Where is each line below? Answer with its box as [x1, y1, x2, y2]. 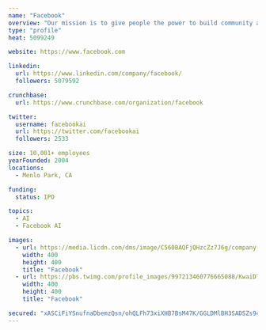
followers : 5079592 [15, 77, 80, 85]
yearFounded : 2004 [8, 157, 69, 165]
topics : [8, 207, 34, 215]
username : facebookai [15, 120, 87, 128]
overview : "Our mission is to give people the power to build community [8, 19, 253, 27]
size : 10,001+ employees [8, 150, 90, 157]
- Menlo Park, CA [15, 171, 73, 179]
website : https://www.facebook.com [8, 48, 126, 56]
